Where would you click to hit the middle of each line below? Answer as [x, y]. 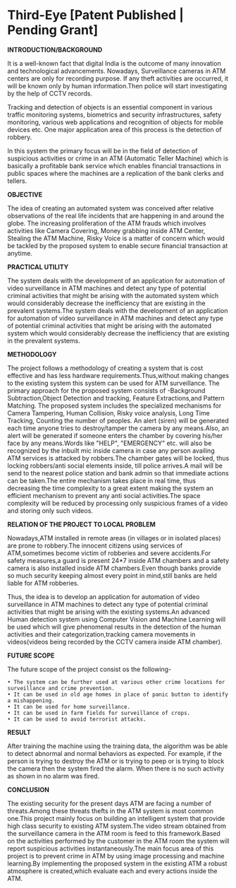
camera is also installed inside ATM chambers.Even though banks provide [114, 568]
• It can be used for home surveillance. [69, 706]
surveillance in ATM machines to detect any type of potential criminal [107, 604]
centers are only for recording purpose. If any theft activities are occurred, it [118, 78]
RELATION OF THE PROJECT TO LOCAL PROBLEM [82, 524]
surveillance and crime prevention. [61, 688]
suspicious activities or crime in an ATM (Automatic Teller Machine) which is [118, 158]
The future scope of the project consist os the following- [89, 669]
